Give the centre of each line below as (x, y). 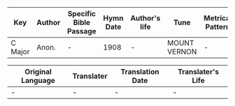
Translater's (198, 71)
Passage (82, 31)
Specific (82, 14)
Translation (140, 71)
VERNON (182, 52)
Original (38, 71)
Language (38, 81)
